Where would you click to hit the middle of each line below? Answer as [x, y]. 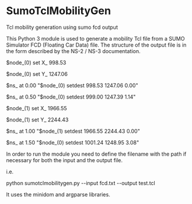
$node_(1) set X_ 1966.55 [37, 108]
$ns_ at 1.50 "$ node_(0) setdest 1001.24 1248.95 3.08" [73, 142]
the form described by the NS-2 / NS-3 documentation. [73, 51]
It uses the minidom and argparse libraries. [58, 194]
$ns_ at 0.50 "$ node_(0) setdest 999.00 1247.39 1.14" [71, 97]
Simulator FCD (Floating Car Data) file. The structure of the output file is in [97, 45]
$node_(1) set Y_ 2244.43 [38, 120]
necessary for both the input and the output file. [64, 160]
